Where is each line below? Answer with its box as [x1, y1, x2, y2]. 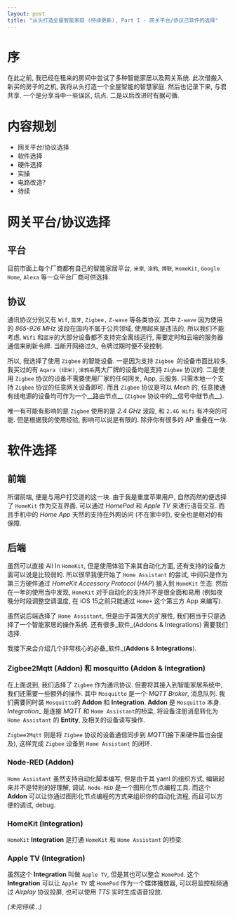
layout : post [7, 10, 46, 18]
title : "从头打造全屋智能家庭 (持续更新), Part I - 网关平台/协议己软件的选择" [7, 17, 219, 24]
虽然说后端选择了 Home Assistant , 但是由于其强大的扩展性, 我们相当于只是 [7, 612, 220, 620]
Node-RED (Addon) [7, 758, 74, 767]
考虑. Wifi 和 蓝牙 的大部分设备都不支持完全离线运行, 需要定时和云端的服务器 [7, 333, 224, 341]
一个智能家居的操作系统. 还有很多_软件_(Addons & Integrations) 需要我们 [19, 621, 229, 628]
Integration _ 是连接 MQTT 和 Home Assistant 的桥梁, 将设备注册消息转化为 [7, 707, 219, 715]
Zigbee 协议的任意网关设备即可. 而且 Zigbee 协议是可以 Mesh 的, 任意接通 [15, 383, 226, 392]
